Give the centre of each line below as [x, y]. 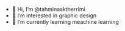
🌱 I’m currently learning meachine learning [65, 22]
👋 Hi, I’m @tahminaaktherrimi [48, 9]
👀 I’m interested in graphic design [54, 15]
